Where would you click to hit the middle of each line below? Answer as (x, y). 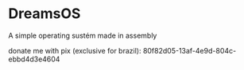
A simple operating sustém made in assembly (83, 35)
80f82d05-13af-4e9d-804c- (190, 50)
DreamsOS (45, 14)
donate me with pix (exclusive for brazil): (75, 50)
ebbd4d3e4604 (34, 59)
